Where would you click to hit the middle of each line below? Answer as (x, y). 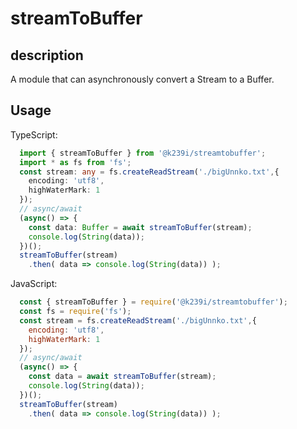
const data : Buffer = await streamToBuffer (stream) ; (140, 227)
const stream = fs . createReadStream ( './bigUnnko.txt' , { (138, 320)
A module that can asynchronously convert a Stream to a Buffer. (142, 79)
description (47, 55)
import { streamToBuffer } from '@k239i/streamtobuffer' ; (143, 153)
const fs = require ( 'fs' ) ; (75, 312)
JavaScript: (34, 284)
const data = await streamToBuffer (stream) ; (122, 377)
